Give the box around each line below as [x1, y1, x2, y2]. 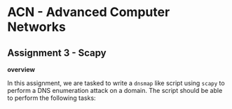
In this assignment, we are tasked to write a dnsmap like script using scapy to [7, 79, 226, 87]
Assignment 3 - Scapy [7, 47, 107, 59]
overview [7, 66, 35, 73]
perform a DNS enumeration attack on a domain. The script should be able [7, 87, 223, 94]
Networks [7, 19, 67, 35]
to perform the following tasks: [7, 94, 96, 102]
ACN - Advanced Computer [7, 4, 170, 20]
